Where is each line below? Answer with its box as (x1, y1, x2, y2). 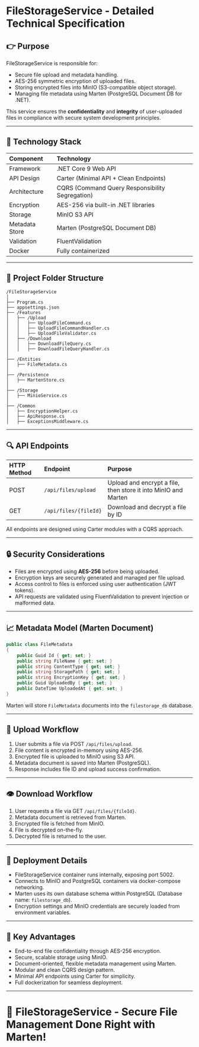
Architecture (9, 187, 44, 196)
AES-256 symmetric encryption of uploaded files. (14, 78, 136, 84)
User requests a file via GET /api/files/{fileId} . (14, 808, 137, 815)
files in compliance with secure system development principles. (6, 114, 161, 121)
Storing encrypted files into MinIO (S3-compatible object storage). (14, 84, 176, 91)
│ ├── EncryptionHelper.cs (6, 408, 78, 414)
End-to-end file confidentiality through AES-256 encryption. (14, 947, 162, 955)
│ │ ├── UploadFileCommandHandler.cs (6, 325, 110, 331)
